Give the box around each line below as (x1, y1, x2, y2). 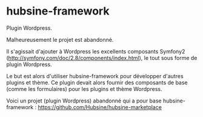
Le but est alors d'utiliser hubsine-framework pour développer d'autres (6, 72, 184, 79)
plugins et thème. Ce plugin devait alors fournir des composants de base (6, 79, 188, 86)
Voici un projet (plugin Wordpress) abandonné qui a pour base (6, 97, 162, 104)
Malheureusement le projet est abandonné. (6, 36, 114, 43)
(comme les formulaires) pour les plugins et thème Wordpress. (6, 85, 162, 92)
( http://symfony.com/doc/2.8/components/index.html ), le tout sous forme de (6, 54, 198, 61)
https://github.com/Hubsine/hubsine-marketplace (38, 103, 162, 110)
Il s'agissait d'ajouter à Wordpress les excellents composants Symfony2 (6, 47, 185, 55)
